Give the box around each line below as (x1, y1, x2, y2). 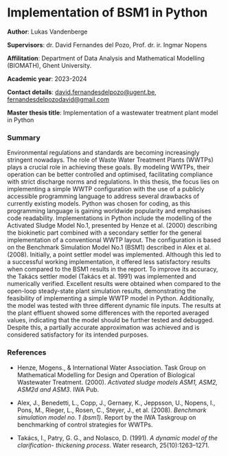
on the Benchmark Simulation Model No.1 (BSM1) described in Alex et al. (7, 243, 212, 252)
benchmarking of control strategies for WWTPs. (16, 420, 153, 429)
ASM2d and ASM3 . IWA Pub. (16, 385, 100, 394)
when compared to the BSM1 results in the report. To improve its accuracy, (7, 265, 218, 274)
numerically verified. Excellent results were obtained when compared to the (7, 280, 221, 288)
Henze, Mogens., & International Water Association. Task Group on (16, 363, 206, 372)
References (7, 348, 47, 357)
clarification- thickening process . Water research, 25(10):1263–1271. (16, 441, 209, 449)
